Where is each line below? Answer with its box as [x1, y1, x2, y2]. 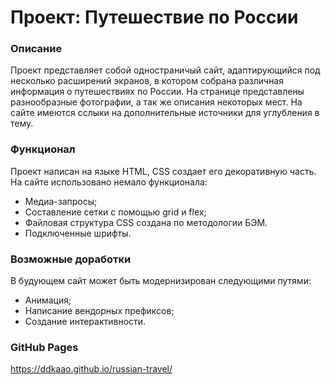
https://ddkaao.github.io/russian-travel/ [10, 363, 173, 375]
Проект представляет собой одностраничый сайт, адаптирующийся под [10, 64, 321, 76]
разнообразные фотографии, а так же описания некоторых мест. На [10, 96, 303, 108]
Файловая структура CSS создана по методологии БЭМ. [24, 216, 268, 228]
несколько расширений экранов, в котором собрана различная [10, 75, 284, 87]
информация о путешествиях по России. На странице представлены [10, 86, 305, 98]
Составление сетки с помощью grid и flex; [24, 206, 207, 218]
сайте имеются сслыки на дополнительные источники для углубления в [10, 107, 320, 119]
